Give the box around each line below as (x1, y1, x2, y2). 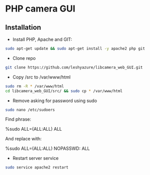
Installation (5, 23, 41, 32)
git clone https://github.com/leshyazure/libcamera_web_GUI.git (5, 65, 143, 70)
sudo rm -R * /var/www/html (5, 83, 64, 89)
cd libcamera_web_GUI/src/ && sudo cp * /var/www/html (5, 89, 123, 94)
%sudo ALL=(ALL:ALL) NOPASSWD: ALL (5, 145, 90, 151)
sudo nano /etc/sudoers (5, 107, 55, 112)
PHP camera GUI (5, 3, 76, 15)
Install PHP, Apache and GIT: (12, 36, 72, 42)
